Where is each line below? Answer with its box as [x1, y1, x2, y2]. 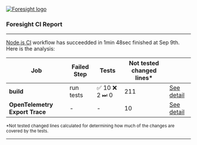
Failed [71, 63, 89, 71]
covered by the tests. [6, 128, 49, 134]
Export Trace [9, 108, 46, 116]
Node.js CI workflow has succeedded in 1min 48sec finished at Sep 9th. [6, 39, 180, 46]
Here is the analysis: [6, 45, 55, 52]
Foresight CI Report [6, 20, 63, 28]
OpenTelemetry [9, 100, 53, 109]
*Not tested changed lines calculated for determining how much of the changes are [6, 123, 175, 129]
